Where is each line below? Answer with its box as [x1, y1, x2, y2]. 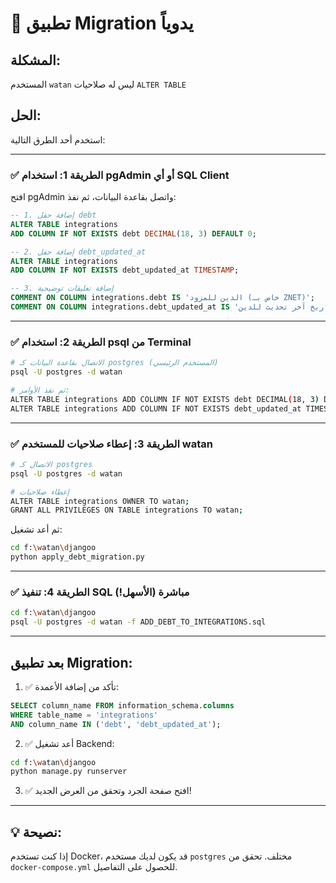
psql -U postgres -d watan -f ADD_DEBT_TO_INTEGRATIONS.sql [10, 617, 267, 627]
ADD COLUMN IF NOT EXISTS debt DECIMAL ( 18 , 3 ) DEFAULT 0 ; [10, 228, 257, 239]
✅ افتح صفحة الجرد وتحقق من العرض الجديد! [24, 785, 192, 797]
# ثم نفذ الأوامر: [10, 385, 70, 396]
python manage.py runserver [10, 767, 128, 777]
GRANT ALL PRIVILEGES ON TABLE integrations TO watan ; [10, 505, 244, 516]
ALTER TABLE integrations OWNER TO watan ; [10, 496, 190, 506]
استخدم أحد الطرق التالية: [10, 133, 106, 146]
